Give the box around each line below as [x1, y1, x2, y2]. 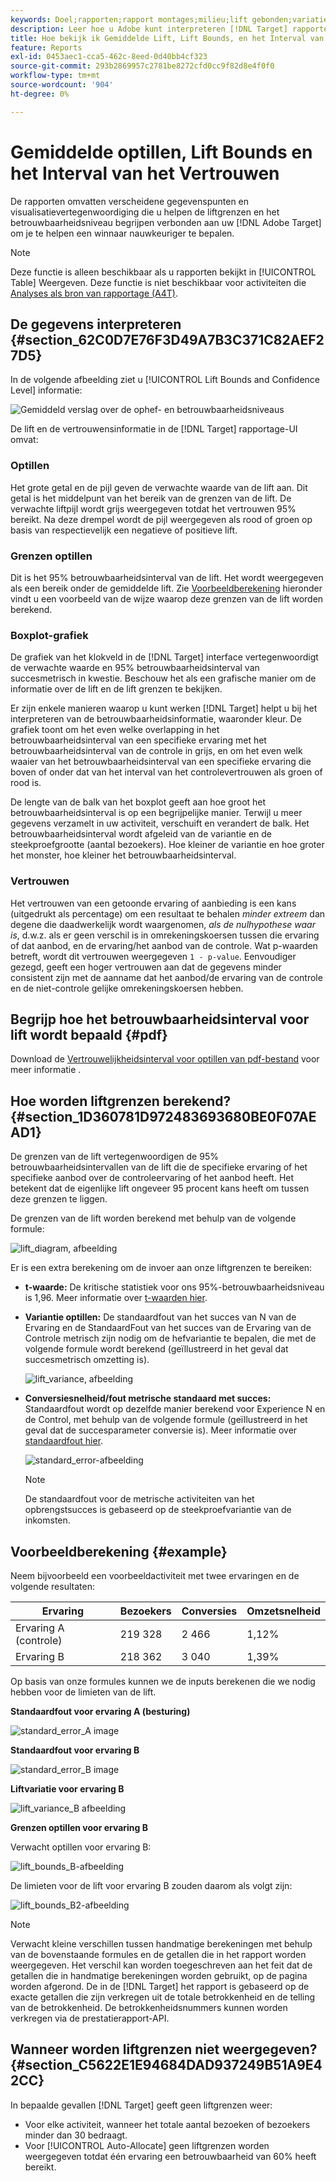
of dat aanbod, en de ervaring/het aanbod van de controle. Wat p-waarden [10, 939, 318, 951]
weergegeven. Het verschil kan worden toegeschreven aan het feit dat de [10, 1959, 313, 1971]
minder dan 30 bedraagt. [24, 2129, 128, 2141]
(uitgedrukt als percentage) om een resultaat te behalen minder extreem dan [10, 907, 326, 920]
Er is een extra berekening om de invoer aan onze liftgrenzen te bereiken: [10, 1262, 313, 1274]
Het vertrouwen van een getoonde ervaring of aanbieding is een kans [10, 897, 297, 909]
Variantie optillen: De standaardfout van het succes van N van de [24, 1311, 297, 1323]
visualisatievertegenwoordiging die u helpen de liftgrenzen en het [10, 206, 280, 218]
